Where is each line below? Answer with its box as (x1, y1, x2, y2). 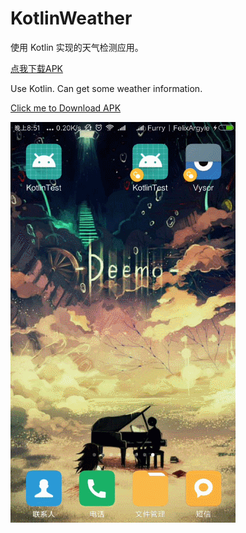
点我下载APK (10, 62, 64, 74)
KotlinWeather (10, 7, 133, 30)
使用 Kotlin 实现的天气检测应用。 (10, 41, 144, 53)
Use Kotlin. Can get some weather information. (10, 82, 203, 94)
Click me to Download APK (10, 102, 122, 114)
